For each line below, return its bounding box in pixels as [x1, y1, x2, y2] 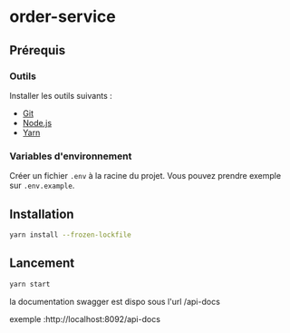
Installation [9, 206, 74, 221]
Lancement [9, 256, 75, 271]
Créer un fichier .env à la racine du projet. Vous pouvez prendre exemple [9, 171, 282, 181]
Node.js [22, 117, 53, 128]
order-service [9, 6, 116, 27]
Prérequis [9, 43, 66, 58]
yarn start [9, 279, 51, 289]
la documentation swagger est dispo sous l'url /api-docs [9, 296, 220, 307]
